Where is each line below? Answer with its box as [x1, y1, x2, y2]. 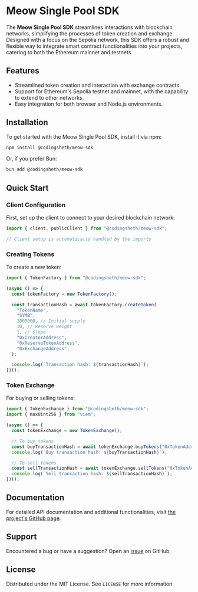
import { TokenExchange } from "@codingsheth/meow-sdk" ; [6, 406, 149, 412]
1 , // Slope [16, 329, 46, 335]
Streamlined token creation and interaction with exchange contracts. [14, 81, 181, 89]
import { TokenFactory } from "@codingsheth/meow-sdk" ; [6, 275, 146, 281]
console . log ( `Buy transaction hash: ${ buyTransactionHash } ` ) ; [11, 449, 167, 455]
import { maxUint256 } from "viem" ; [6, 411, 96, 417]
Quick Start [6, 183, 49, 193]
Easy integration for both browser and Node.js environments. [14, 100, 163, 107]
